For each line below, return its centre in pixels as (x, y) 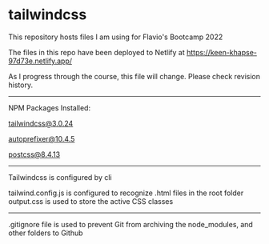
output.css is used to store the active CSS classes (91, 201)
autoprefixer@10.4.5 (42, 138)
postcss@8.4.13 (34, 154)
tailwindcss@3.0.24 (41, 123)
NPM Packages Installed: (49, 108)
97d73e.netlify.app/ (40, 61)
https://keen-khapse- (222, 52)
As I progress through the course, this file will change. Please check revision (134, 76)
